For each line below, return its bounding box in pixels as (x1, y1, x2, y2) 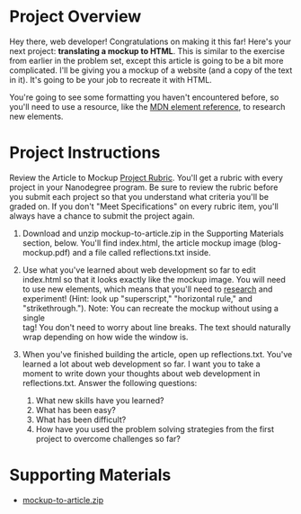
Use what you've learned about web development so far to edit (22, 264, 256, 275)
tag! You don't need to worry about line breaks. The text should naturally (22, 321, 291, 332)
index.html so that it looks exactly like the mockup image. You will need (22, 274, 286, 284)
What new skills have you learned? (35, 394, 164, 406)
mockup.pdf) (22, 247, 71, 257)
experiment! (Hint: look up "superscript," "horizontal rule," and (22, 293, 253, 303)
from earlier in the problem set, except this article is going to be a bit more (9, 55, 284, 66)
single (22, 312, 45, 323)
